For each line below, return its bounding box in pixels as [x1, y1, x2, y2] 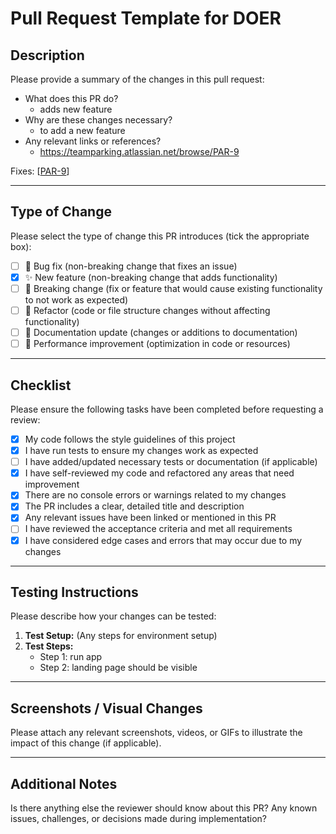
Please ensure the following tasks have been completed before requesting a [10, 403, 324, 415]
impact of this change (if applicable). [10, 737, 162, 749]
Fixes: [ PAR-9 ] [10, 165, 70, 177]
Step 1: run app [39, 651, 103, 663]
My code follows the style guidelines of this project [24, 433, 236, 445]
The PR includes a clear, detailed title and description [24, 500, 245, 512]
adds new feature [39, 103, 113, 115]
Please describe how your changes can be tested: [10, 610, 217, 622]
